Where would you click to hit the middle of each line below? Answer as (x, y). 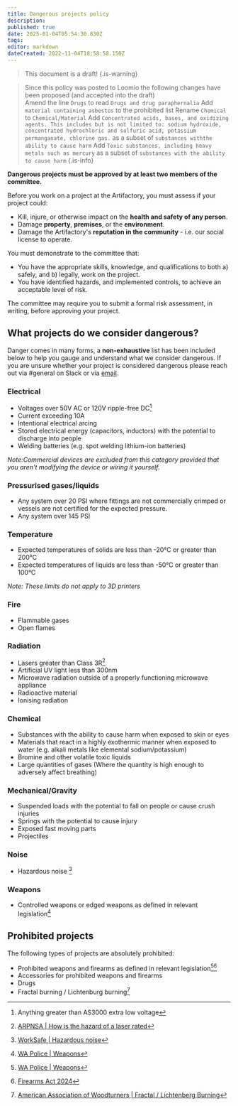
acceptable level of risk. (52, 289)
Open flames (36, 628)
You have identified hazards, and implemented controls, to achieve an (119, 282)
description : (27, 21)
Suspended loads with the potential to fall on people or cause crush (116, 806)
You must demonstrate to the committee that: (73, 253)
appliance (32, 685)
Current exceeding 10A (51, 416)
